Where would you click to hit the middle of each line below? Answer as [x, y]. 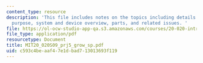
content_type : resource [36, 12]
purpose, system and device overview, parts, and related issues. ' [100, 23]
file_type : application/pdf [42, 34]
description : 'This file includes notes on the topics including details [101, 17]
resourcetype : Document [36, 40]
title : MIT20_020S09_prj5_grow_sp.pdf [55, 46]
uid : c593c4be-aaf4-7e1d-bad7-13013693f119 [62, 51]
